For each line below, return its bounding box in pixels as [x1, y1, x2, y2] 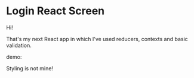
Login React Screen [6, 4, 105, 18]
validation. [6, 42, 32, 49]
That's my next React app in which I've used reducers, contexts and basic [6, 35, 188, 42]
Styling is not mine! [6, 64, 54, 72]
